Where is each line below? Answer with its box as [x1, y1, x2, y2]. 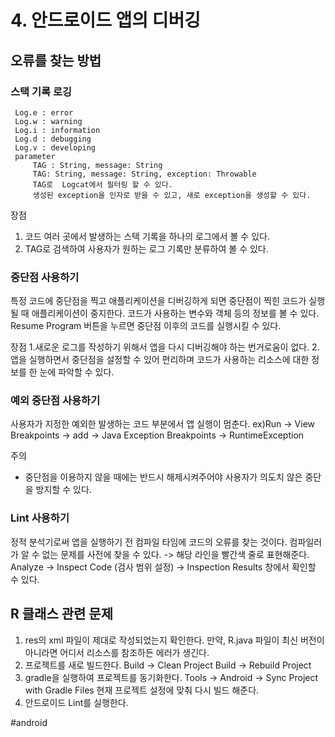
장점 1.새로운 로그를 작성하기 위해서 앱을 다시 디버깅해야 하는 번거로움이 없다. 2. [10, 341, 320, 353]
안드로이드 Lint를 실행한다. [24, 696, 129, 708]
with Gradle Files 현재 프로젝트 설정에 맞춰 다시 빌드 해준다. [24, 684, 260, 696]
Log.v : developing [14, 142, 97, 153]
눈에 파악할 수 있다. [39, 366, 115, 378]
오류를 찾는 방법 [10, 52, 102, 69]
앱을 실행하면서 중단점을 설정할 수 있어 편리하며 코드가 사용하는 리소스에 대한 [10, 354, 310, 366]
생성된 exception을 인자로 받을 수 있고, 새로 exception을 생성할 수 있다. [32, 190, 312, 200]
